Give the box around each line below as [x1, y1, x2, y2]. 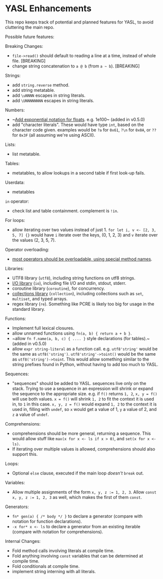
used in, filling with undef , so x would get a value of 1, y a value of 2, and [12, 406, 157, 412]
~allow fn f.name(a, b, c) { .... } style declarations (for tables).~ [12, 335, 150, 341]
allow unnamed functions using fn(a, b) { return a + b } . [12, 330, 132, 336]
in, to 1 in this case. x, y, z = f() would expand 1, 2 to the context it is [12, 401, 157, 407]
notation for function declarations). [12, 518, 82, 524]
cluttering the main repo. [5, 24, 54, 30]
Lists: [5, 141, 16, 147]
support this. [12, 451, 38, 457]
